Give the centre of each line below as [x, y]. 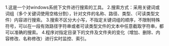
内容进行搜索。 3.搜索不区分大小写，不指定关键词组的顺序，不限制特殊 [87, 20]
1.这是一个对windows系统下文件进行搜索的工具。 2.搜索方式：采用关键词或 [82, 7]
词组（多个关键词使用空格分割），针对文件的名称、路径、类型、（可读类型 [80, 13]
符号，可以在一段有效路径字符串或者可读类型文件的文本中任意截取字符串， [82, 26]
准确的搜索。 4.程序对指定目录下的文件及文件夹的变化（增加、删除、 [85, 32]
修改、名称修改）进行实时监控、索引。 [49, 38]
